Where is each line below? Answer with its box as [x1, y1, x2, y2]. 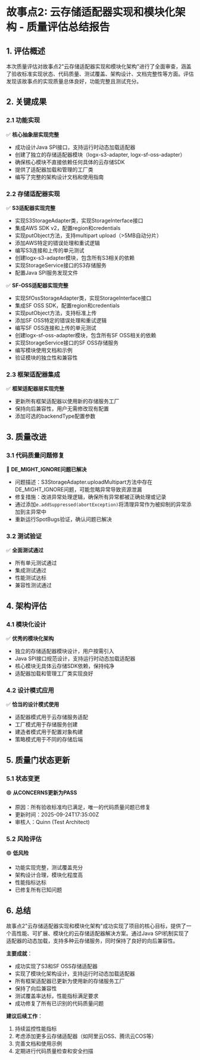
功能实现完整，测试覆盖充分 [14, 864, 83, 871]
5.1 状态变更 [6, 774, 40, 782]
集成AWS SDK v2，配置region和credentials [14, 224, 121, 231]
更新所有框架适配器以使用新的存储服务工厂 [14, 397, 120, 405]
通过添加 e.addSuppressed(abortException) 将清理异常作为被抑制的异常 [14, 501, 186, 508]
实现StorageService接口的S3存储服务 [14, 262, 107, 269]
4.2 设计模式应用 [6, 686, 55, 694]
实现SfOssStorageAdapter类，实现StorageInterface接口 [14, 294, 152, 301]
